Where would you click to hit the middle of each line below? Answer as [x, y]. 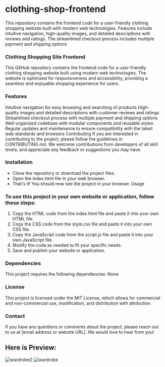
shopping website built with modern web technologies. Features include [79, 28]
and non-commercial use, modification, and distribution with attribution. [79, 303]
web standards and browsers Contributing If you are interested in [72, 134]
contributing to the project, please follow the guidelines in [64, 139]
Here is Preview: [31, 348]
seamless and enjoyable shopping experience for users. [62, 83]
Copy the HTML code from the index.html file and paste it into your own [85, 214]
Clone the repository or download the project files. [64, 173]
